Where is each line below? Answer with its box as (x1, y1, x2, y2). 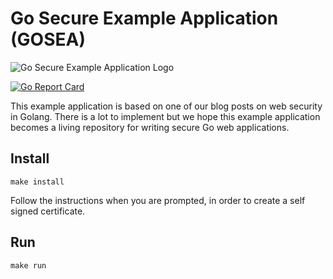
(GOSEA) (10, 28, 86, 51)
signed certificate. (10, 205, 86, 217)
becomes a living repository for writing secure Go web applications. (10, 121, 290, 133)
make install (10, 177, 65, 187)
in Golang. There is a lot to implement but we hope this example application (10, 110, 321, 122)
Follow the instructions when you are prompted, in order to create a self (10, 194, 306, 206)
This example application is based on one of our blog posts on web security (10, 100, 323, 112)
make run (10, 260, 47, 271)
